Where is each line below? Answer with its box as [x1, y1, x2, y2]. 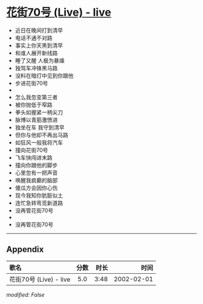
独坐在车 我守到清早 [14, 123, 65, 131]
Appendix [6, 244, 44, 254]
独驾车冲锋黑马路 [14, 64, 58, 71]
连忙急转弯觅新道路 [14, 199, 63, 206]
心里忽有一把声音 [14, 169, 58, 176]
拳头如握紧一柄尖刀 [14, 108, 63, 115]
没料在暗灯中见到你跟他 [14, 72, 74, 79]
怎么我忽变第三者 [14, 93, 58, 100]
